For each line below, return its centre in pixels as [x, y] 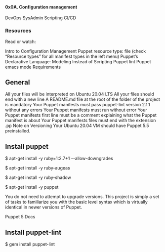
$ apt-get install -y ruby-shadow [38, 177]
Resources [18, 31]
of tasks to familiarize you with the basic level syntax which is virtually [77, 202]
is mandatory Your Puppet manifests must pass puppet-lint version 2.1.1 [78, 105]
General [18, 82]
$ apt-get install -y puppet [32, 187]
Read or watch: [21, 42]
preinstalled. [18, 131]
